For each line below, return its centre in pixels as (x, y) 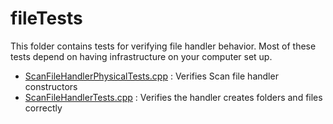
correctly (43, 108)
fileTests (46, 18)
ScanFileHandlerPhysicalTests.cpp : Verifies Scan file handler (151, 76)
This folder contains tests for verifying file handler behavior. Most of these (163, 46)
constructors (51, 86)
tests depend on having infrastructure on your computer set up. (141, 56)
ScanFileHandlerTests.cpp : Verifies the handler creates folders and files (173, 97)
